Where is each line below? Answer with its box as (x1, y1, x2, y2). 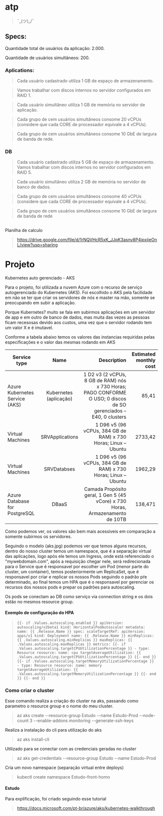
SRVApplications (40, 433, 79, 440)
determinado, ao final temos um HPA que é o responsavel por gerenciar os (5, 579, 154, 585)
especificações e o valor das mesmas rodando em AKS (5, 339, 115, 345)
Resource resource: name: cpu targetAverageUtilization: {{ (16, 650, 141, 655)
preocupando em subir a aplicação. (5, 300, 76, 306)
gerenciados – (94, 407, 127, 414)
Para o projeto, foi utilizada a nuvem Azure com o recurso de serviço (5, 284, 142, 290)
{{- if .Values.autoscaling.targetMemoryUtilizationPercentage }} (16, 659, 154, 664)
